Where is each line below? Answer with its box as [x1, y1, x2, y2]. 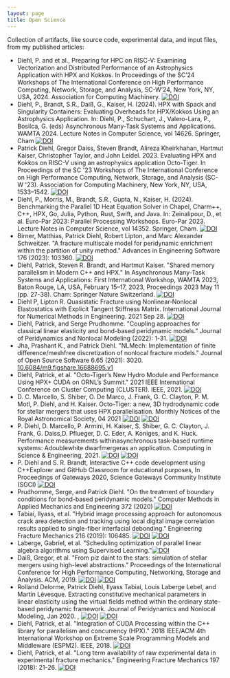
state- [203, 597, 221, 606]
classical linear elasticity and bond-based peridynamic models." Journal [16, 326, 222, 335]
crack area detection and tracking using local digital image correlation [16, 517, 215, 525]
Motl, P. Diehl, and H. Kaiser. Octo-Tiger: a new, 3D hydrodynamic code [16, 400, 220, 408]
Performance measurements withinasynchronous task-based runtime [16, 436, 214, 445]
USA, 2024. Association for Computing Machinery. [16, 92, 160, 100]
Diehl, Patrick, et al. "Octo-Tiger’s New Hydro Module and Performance [16, 370, 219, 379]
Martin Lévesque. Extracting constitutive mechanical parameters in [16, 590, 207, 598]
